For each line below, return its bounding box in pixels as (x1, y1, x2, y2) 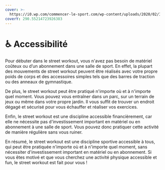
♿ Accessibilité (5, 38, 68, 50)
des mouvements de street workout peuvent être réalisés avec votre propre (5, 68, 158, 74)
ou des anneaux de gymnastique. (5, 79, 73, 85)
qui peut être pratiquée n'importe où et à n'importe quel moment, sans (5, 144, 147, 150)
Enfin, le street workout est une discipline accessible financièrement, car (5, 113, 152, 119)
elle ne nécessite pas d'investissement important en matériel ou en (5, 119, 140, 125)
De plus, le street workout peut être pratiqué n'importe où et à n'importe (5, 88, 151, 94)
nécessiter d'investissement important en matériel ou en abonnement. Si (5, 149, 152, 155)
